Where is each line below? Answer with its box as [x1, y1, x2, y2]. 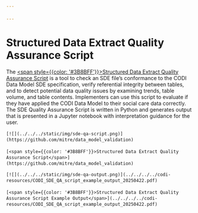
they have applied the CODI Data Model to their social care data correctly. [6, 100, 187, 107]
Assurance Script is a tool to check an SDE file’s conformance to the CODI [6, 74, 187, 81]
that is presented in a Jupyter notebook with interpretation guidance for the [6, 112, 190, 119]
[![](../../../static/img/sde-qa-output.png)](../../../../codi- [6, 171, 171, 177]
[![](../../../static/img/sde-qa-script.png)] [6, 131, 123, 136]
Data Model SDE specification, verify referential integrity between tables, [6, 81, 184, 88]
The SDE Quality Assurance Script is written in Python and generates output [6, 106, 192, 113]
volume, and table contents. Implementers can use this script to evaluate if [6, 93, 189, 100]
